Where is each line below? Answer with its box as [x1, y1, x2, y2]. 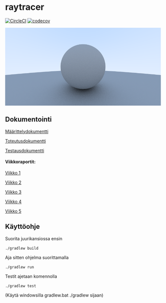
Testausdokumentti [5, 147, 44, 153]
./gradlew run [5, 264, 35, 269]
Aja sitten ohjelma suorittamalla [5, 254, 69, 260]
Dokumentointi [5, 115, 52, 124]
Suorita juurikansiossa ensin [5, 235, 63, 241]
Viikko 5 [5, 208, 22, 214]
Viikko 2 [5, 179, 22, 185]
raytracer [5, 1, 44, 13]
